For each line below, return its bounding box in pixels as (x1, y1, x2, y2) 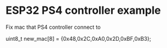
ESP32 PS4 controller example (5, 4, 162, 17)
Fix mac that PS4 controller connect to (5, 23, 101, 31)
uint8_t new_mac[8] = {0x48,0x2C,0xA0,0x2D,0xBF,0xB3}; (5, 35, 151, 42)
